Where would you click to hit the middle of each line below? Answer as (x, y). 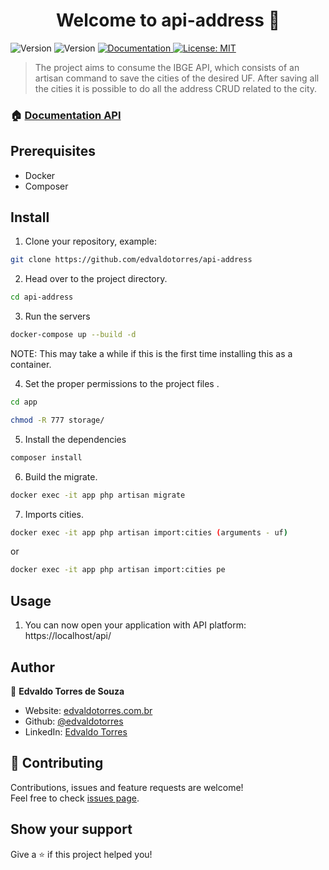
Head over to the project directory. (96, 279)
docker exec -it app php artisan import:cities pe (118, 570)
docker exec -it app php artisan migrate (98, 495)
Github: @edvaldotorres (74, 721)
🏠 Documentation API (66, 115)
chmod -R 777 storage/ (57, 420)
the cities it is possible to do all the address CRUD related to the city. (176, 88)
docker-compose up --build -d (73, 335)
